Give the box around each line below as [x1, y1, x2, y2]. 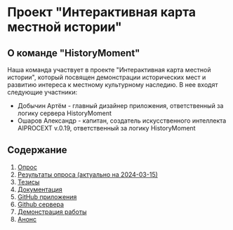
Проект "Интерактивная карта [7, 4, 197, 20]
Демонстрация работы [17, 208, 87, 216]
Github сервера [17, 200, 65, 208]
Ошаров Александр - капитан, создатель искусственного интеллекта [17, 116, 227, 125]
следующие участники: [7, 88, 78, 96]
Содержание [7, 144, 68, 156]
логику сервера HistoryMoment [17, 109, 112, 117]
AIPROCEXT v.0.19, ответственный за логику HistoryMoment [17, 124, 196, 132]
